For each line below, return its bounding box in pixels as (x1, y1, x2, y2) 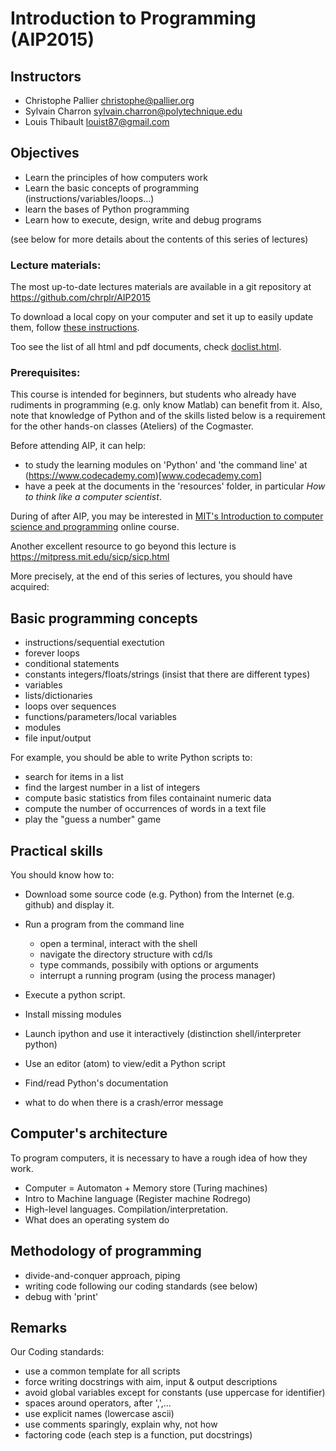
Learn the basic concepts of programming (24, 182, 199, 194)
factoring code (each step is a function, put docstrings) (24, 1429, 253, 1441)
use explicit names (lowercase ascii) (24, 1408, 175, 1420)
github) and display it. (24, 899, 115, 911)
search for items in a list (24, 771, 124, 783)
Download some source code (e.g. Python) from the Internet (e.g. (24, 888, 295, 901)
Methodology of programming (10, 1243, 202, 1260)
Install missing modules (24, 1008, 122, 1021)
